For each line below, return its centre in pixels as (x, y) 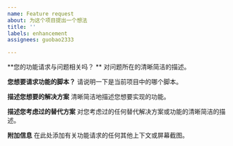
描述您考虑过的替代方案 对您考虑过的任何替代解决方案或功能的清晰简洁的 (113, 112)
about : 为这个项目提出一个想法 (47, 20)
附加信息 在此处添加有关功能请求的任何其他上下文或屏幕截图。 (98, 135)
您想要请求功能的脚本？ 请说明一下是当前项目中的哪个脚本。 (95, 82)
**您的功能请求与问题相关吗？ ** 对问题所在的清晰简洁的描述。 (99, 67)
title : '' (22, 27)
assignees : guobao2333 (41, 40)
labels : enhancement (38, 33)
